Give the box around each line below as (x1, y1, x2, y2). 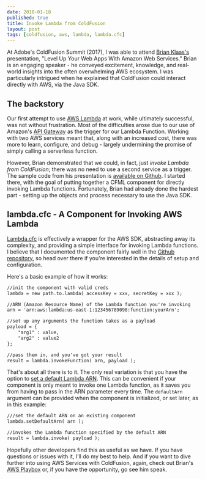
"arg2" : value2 (18, 335, 60, 341)
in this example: (7, 401, 47, 408)
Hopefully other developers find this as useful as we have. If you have (7, 446, 183, 453)
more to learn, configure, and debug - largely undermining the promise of (7, 141, 192, 148)
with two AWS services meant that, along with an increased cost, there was (7, 134, 198, 141)
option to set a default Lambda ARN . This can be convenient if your (7, 375, 177, 382)
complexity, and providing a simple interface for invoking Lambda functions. (7, 241, 199, 249)
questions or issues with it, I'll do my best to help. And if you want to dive (7, 453, 192, 460)
